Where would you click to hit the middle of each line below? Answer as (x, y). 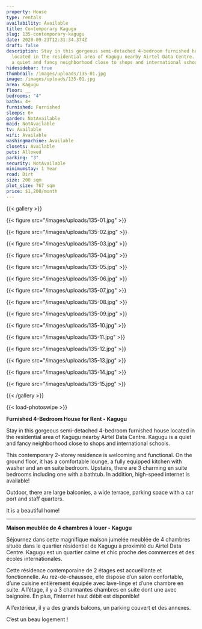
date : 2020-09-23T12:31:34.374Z (47, 40)
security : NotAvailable (36, 163)
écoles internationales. (34, 558)
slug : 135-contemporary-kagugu (45, 34)
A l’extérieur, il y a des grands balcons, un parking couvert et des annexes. (99, 607)
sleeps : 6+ (20, 113)
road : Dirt (20, 175)
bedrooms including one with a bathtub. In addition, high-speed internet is (98, 474)
